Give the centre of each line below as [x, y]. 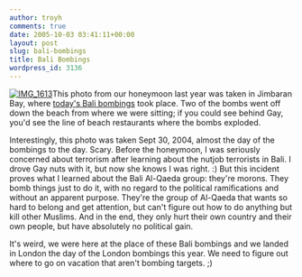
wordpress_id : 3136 [46, 69]
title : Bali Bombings [50, 60]
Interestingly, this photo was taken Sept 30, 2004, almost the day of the [142, 140]
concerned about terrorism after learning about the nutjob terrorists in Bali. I [150, 159]
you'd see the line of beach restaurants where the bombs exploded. [135, 122]
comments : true [38, 26]
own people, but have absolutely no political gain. [101, 226]
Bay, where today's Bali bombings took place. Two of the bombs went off [145, 103]
